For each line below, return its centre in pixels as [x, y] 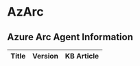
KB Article [82, 56]
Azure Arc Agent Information [70, 37]
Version [45, 56]
